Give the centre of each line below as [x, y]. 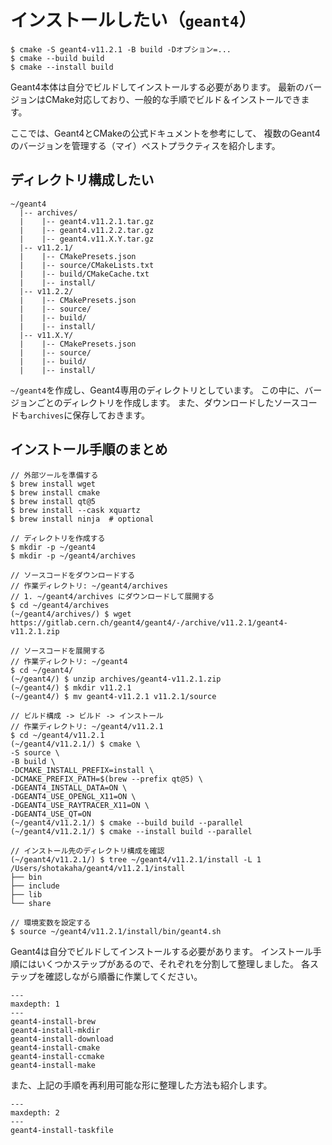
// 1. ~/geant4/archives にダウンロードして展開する [112, 596]
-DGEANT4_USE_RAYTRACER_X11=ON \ [80, 805]
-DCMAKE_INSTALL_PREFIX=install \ [82, 770]
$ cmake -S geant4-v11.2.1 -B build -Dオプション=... [121, 49]
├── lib [26, 894]
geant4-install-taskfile [62, 1130]
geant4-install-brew [53, 1021]
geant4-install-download [62, 1039]
